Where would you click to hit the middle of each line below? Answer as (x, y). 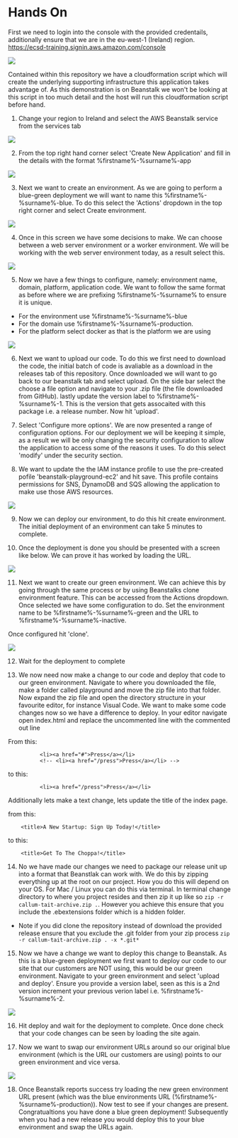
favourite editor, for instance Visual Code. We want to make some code (122, 705)
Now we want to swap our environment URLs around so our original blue (124, 1047)
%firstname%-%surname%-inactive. (72, 620)
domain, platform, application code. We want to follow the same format (122, 287)
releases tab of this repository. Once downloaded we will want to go (118, 373)
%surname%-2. (41, 998)
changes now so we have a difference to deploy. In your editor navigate (123, 713)
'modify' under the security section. (70, 455)
